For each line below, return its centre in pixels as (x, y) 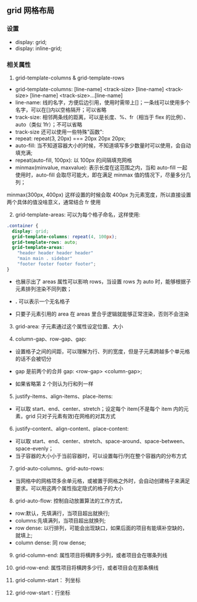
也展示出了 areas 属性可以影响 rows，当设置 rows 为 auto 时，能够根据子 (103, 281)
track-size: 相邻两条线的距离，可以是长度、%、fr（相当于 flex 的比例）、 (102, 117)
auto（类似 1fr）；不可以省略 (49, 124)
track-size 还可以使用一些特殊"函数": (60, 132)
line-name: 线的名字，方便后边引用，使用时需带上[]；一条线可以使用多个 (103, 102)
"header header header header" (55, 253)
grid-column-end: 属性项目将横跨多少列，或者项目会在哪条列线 (91, 555)
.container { (23, 225)
